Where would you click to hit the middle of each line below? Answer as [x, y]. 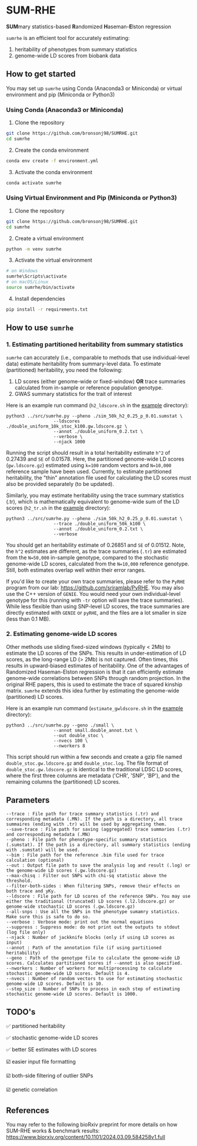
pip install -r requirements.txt [47, 309]
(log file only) [26, 932]
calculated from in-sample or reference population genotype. [89, 387]
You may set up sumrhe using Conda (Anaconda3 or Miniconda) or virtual [94, 88]
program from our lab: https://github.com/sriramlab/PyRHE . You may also [95, 587]
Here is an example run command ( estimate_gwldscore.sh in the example [95, 708]
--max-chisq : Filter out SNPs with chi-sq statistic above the [86, 875]
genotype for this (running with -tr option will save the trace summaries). [95, 600]
